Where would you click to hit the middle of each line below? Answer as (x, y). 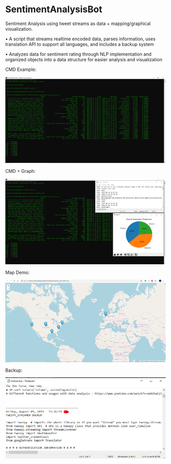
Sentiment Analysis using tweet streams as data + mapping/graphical (78, 23)
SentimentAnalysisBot (54, 9)
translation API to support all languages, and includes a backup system (80, 44)
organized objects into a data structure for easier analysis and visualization (84, 59)
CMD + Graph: (20, 171)
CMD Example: (21, 69)
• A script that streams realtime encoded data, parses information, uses (80, 39)
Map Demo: (17, 273)
